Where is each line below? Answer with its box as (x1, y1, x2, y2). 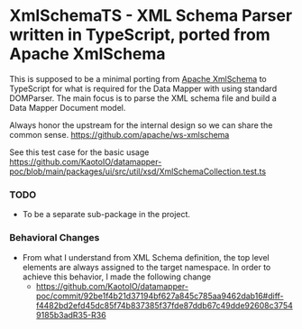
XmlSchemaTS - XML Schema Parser (9, 5, 293, 26)
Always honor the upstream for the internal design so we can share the (9, 119, 273, 131)
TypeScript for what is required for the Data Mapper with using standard (9, 83, 278, 94)
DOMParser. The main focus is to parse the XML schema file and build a (9, 92, 277, 104)
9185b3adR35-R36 (35, 309, 106, 320)
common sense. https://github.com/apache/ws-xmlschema (9, 129, 230, 140)
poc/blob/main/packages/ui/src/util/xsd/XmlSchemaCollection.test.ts (9, 166, 267, 177)
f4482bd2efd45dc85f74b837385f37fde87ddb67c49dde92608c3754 (35, 299, 293, 311)
